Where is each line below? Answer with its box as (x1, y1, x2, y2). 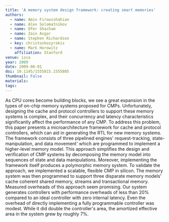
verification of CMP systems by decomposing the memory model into (5, 151, 151, 157)
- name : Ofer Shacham (10, 26, 56, 32)
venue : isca (5, 54, 31, 60)
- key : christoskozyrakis (10, 41, 65, 46)
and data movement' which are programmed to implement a (35, 141, 160, 147)
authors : (5, 12, 24, 17)
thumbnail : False (5, 74, 42, 79)
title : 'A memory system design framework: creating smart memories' (5, 7, 156, 13)
